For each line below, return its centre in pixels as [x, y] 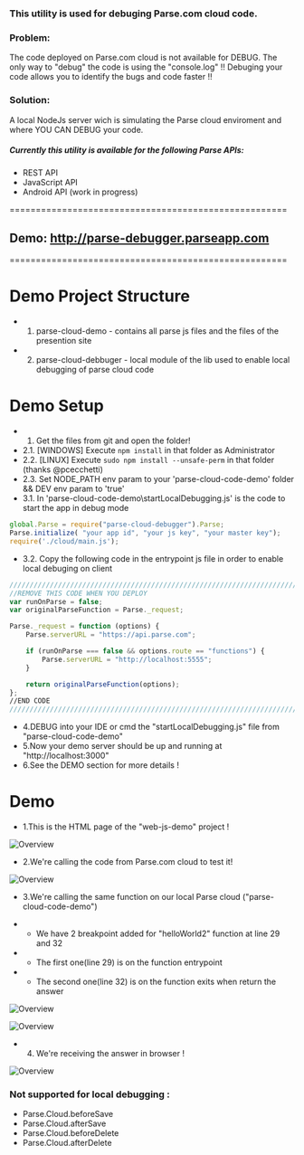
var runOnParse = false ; [56, 601]
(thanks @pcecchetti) [63, 469]
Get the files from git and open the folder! [113, 440]
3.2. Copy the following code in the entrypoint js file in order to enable [153, 558]
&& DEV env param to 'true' [73, 489]
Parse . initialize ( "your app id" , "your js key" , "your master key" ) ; [145, 533]
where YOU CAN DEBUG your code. [76, 129]
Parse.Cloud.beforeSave [68, 1114]
